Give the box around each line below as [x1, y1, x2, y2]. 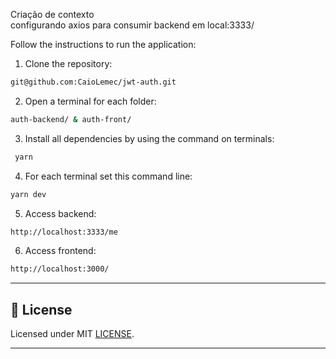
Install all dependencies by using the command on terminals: [24, 132, 275, 144]
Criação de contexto [10, 9, 95, 20]
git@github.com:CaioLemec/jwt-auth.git [10, 77, 177, 87]
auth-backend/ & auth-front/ [10, 114, 132, 124]
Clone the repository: [24, 58, 113, 69]
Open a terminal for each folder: [24, 95, 157, 107]
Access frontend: [24, 245, 97, 257]
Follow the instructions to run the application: [10, 39, 197, 50]
